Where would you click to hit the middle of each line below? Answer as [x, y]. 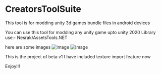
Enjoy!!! [13, 66]
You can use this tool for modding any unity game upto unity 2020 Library [80, 32]
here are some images [28, 47]
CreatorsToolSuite [43, 9]
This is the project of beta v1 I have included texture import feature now [78, 56]
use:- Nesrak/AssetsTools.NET [36, 37]
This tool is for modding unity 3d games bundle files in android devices [78, 23]
